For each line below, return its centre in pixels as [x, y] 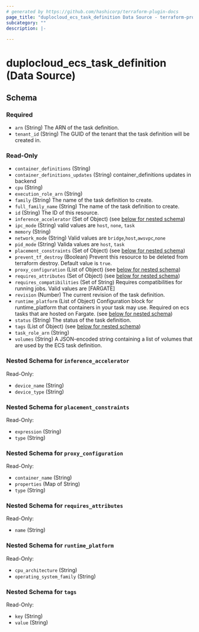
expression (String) [38, 431]
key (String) [29, 617]
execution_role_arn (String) [49, 194]
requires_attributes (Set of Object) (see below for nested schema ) [97, 276]
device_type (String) [39, 392]
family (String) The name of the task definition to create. [84, 200]
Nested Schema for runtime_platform [60, 546]
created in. [28, 140]
